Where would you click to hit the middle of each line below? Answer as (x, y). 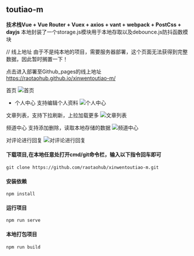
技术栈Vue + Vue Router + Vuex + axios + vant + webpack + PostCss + (94, 24)
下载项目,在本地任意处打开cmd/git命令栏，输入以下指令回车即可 (84, 154)
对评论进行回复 (24, 140)
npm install (21, 194)
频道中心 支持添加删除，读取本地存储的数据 (58, 127)
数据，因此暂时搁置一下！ (37, 59)
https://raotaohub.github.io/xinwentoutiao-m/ (61, 78)
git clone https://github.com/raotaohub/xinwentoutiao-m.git (83, 168)
